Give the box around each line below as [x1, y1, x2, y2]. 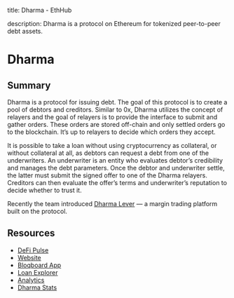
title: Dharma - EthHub [7, 6, 72, 14]
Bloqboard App [17, 261, 62, 269]
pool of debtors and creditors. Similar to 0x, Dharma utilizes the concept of [7, 105, 223, 114]
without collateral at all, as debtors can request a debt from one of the [7, 149, 209, 157]
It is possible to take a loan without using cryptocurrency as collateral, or [7, 142, 217, 149]
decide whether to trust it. [7, 186, 82, 194]
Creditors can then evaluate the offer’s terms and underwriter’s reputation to [7, 179, 228, 187]
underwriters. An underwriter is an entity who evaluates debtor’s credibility [7, 156, 223, 164]
